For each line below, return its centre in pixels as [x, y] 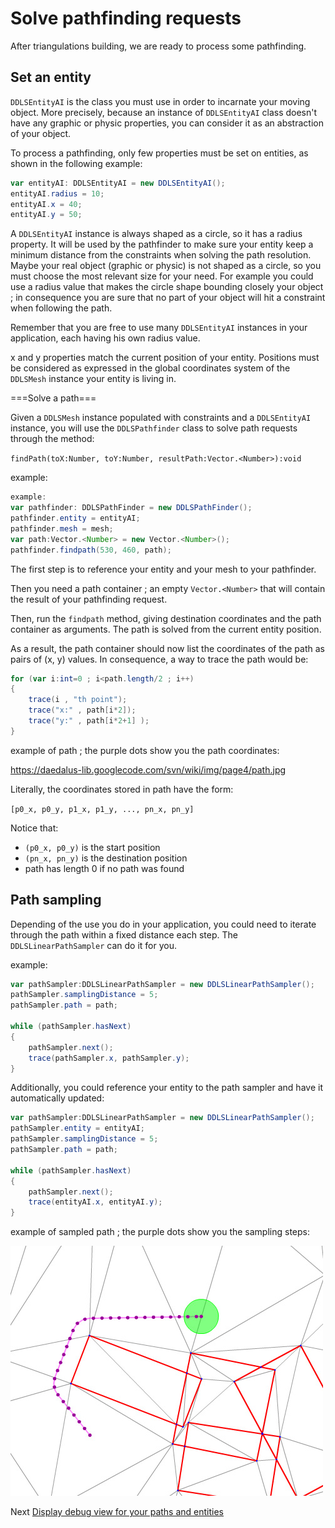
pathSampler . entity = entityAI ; [77, 1128]
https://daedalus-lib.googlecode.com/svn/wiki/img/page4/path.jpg [148, 769]
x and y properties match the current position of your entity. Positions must [165, 358]
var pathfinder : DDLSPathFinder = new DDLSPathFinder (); [131, 508]
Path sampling [56, 900]
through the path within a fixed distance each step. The [124, 934]
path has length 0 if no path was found [104, 868]
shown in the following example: [76, 163]
